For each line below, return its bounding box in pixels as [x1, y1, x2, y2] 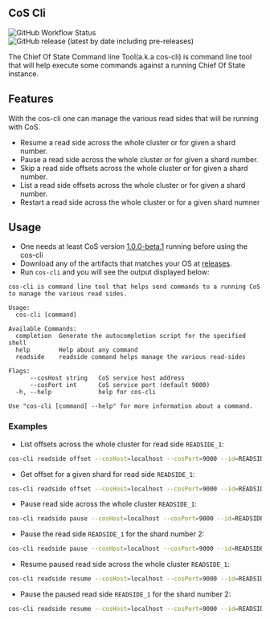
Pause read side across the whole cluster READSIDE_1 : [19, 499, 197, 509]
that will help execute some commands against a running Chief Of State [8, 60, 246, 70]
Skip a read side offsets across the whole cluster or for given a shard [19, 163, 248, 173]
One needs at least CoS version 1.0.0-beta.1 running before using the [19, 242, 247, 251]
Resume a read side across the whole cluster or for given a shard [19, 137, 236, 147]
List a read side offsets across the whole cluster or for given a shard [19, 180, 246, 189]
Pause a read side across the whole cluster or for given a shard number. [19, 154, 259, 164]
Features [8, 92, 54, 106]
